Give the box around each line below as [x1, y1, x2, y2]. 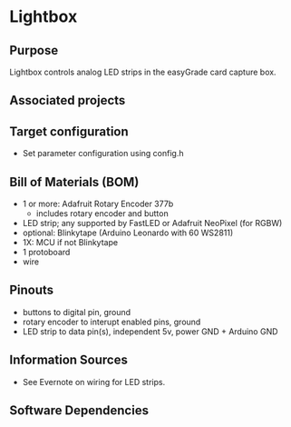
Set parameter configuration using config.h [22, 148, 184, 159]
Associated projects [9, 93, 126, 108]
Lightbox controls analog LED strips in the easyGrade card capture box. [9, 66, 276, 77]
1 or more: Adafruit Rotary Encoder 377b [22, 198, 174, 210]
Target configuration [9, 124, 129, 139]
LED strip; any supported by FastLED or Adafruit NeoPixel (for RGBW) [22, 218, 283, 229]
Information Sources [9, 353, 129, 368]
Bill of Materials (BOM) [9, 174, 140, 190]
